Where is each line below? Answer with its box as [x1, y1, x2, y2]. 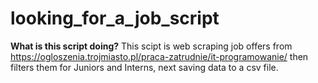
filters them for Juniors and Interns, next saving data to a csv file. [10, 61, 279, 73]
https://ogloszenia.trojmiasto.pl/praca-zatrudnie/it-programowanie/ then [10, 50, 309, 62]
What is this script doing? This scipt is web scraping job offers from [10, 40, 293, 52]
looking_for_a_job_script [10, 7, 220, 30]
